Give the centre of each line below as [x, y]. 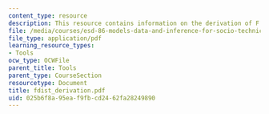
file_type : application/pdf [55, 38]
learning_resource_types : [51, 46]
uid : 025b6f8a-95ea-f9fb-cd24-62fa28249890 [82, 98]
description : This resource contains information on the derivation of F [134, 23]
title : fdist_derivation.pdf [57, 90]
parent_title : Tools [43, 68]
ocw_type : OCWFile [39, 61]
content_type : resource [48, 16]
